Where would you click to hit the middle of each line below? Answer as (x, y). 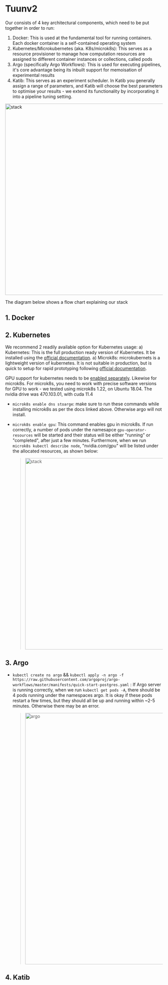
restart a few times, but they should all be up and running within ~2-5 (84, 700)
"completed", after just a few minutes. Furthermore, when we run (79, 440)
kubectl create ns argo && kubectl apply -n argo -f (68, 675)
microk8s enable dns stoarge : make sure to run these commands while (86, 404)
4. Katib (17, 978)
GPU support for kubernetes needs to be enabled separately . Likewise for (81, 378)
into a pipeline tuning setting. (42, 97)
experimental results (33, 75)
